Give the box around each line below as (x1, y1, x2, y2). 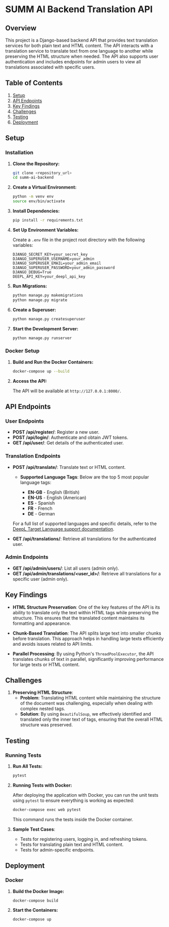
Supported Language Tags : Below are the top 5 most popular (20, 474, 149, 480)
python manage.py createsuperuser (12, 316, 86, 321)
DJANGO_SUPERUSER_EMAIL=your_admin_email (12, 261, 101, 266)
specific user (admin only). (12, 576, 69, 582)
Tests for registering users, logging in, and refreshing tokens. (20, 836, 148, 842)
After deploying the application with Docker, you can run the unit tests (12, 792, 158, 798)
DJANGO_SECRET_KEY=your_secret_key (12, 252, 88, 257)
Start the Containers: (12, 907, 58, 913)
